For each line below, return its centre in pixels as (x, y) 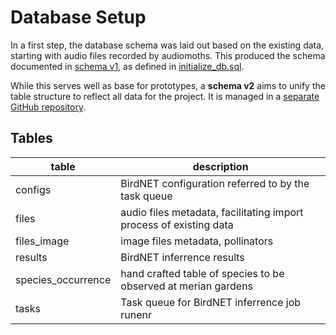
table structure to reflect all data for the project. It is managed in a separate (165, 96)
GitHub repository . (48, 107)
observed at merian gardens (187, 286)
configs (33, 189)
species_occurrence (63, 279)
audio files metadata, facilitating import (212, 212)
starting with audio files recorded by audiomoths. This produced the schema (168, 55)
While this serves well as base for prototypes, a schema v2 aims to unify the (168, 85)
